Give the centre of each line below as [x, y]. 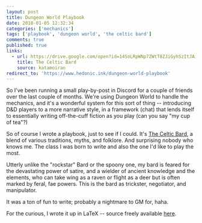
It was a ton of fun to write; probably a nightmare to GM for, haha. [87, 202]
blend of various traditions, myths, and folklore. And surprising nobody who [100, 140]
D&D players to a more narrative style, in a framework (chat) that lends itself [100, 109]
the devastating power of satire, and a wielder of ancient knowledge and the [101, 171]
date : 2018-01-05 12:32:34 [40, 23]
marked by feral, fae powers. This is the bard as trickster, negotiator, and [96, 184]
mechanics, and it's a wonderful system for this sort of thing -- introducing [99, 103]
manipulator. [22, 191]
